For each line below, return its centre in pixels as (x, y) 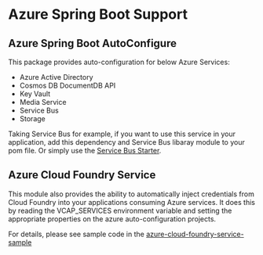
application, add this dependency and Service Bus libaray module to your (126, 142)
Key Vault (35, 94)
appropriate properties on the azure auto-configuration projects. (112, 219)
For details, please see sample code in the (77, 234)
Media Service (43, 102)
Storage (32, 119)
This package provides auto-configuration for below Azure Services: (119, 62)
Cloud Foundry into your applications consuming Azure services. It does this (131, 202)
